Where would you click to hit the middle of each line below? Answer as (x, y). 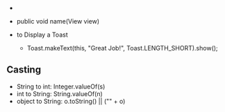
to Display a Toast (42, 35)
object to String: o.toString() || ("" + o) (71, 101)
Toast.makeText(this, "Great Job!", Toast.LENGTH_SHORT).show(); (122, 48)
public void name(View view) (58, 21)
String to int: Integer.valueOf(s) (61, 86)
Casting (24, 70)
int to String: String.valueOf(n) (60, 93)
